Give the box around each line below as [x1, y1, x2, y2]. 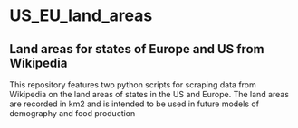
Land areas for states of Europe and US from [9, 41, 264, 57]
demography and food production [9, 108, 136, 118]
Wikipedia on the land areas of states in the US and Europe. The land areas [9, 89, 290, 99]
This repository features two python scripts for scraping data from [9, 79, 256, 90]
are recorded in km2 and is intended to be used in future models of [9, 98, 260, 109]
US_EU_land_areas [9, 5, 153, 26]
